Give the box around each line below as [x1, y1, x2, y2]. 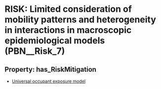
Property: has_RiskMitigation [4, 65, 97, 74]
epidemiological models [4, 35, 105, 46]
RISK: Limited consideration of [4, 3, 132, 15]
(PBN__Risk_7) [4, 45, 65, 57]
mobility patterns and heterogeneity [4, 14, 157, 25]
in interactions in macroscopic [4, 25, 132, 36]
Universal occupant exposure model [11, 78, 86, 84]
